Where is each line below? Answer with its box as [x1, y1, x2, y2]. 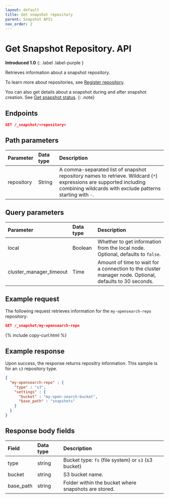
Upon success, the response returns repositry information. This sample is [5, 361, 157, 366]
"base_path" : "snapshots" [18, 399, 75, 404]
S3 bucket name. [63, 471, 104, 478]
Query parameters [5, 208, 64, 217]
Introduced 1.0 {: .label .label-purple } [5, 60, 84, 66]
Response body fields [5, 426, 75, 436]
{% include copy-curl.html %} [5, 332, 67, 338]
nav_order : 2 [5, 21, 33, 27]
